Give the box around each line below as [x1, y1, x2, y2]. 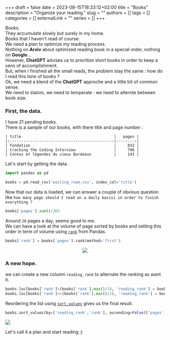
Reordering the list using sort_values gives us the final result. [5, 300, 133, 306]
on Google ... [5, 52, 31, 58]
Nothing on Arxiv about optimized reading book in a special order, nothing [5, 47, 160, 52]
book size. [5, 95, 27, 101]
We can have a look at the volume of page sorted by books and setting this [5, 223, 161, 229]
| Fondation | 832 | [5, 143, 139, 148]
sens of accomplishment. [5, 63, 58, 68]
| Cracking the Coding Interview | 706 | [5, 147, 139, 153]
